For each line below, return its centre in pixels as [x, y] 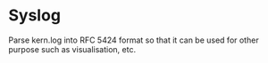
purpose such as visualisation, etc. [72, 49]
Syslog [35, 16]
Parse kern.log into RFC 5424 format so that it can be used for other [134, 40]
